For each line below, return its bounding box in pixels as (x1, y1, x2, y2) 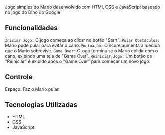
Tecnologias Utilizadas (5, 101, 78, 109)
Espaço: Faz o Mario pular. (5, 86, 60, 92)
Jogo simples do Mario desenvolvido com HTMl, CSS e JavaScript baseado (5, 4, 160, 10)
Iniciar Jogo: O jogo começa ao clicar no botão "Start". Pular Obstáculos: (5, 37, 160, 43)
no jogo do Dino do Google (5, 9, 61, 15)
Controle (5, 73, 33, 81)
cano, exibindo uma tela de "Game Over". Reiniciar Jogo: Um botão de (5, 53, 153, 59)
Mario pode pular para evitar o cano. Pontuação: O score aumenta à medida (5, 42, 160, 48)
